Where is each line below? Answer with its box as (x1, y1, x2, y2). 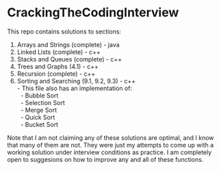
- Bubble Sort (20, 91, 59, 100)
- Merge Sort (20, 106, 57, 114)
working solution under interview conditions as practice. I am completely (7, 148, 212, 156)
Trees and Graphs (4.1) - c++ (16, 62, 99, 70)
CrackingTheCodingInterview (7, 5, 179, 20)
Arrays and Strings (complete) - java (16, 40, 120, 48)
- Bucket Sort (20, 120, 58, 128)
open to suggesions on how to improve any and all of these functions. (7, 155, 204, 163)
